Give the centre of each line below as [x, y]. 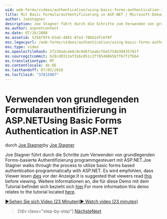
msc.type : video [22, 47]
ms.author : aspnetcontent [32, 28]
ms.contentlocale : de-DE [31, 65]
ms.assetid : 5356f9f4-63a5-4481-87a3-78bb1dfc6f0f [59, 38]
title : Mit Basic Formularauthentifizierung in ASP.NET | [66, 14]
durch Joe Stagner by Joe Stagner [40, 145]
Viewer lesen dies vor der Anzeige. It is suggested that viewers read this [79, 176]
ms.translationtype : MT [30, 61]
